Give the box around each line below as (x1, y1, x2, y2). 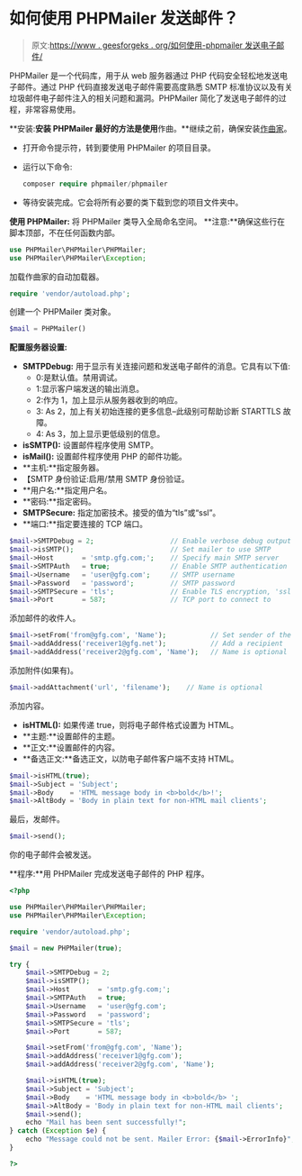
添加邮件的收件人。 (9, 613, 81, 624)
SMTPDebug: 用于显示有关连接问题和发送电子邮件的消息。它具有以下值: (22, 361, 290, 372)
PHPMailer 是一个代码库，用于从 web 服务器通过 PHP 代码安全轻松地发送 (9, 69, 280, 81)
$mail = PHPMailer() (9, 324, 87, 333)
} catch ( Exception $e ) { (9, 1126, 106, 1135)
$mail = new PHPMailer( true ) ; (9, 944, 123, 953)
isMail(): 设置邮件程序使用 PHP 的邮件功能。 (22, 451, 187, 462)
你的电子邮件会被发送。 (9, 849, 96, 861)
